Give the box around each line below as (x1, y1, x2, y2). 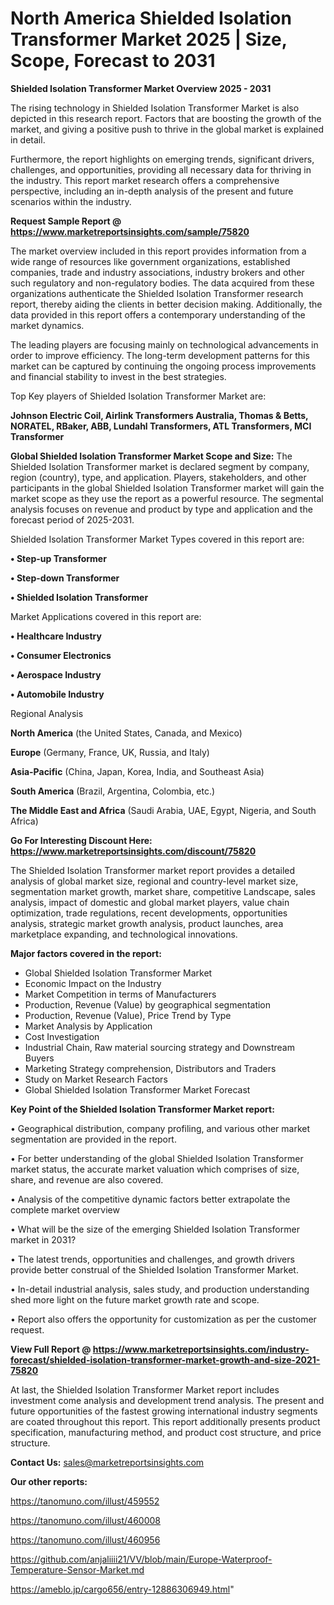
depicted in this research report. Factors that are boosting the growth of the (10, 112, 322, 124)
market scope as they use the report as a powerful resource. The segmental (10, 492, 324, 504)
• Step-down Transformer (10, 572, 120, 584)
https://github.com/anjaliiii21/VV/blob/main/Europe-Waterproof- (10, 1553, 273, 1565)
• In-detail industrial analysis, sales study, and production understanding (10, 1283, 310, 1295)
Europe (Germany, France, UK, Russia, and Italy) (10, 746, 210, 758)
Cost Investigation (24, 1030, 100, 1042)
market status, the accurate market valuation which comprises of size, (10, 1163, 300, 1175)
